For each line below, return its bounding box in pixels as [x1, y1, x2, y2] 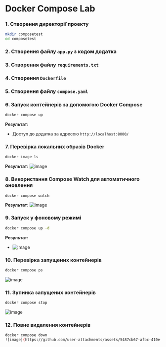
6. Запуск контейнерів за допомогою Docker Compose [5, 101, 143, 108]
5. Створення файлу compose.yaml [5, 87, 88, 94]
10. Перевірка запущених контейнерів [5, 257, 102, 263]
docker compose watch [5, 193, 50, 198]
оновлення [5, 182, 33, 189]
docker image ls [5, 154, 39, 160]
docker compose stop [5, 300, 48, 305]
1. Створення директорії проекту [5, 21, 89, 28]
